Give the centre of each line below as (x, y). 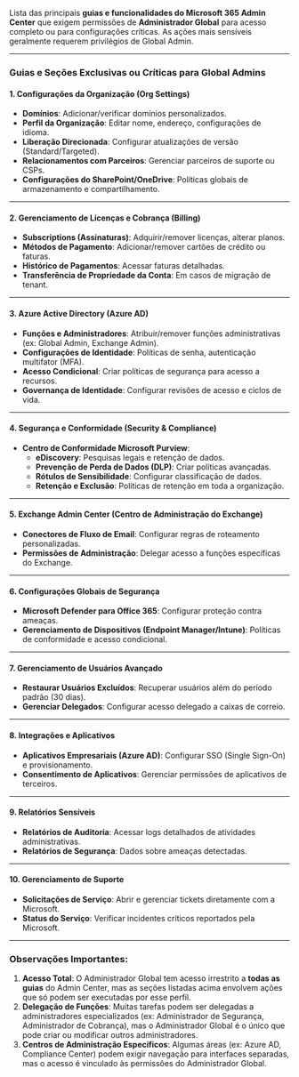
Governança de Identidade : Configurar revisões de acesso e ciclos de (152, 390)
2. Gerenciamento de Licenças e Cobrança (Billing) (105, 218)
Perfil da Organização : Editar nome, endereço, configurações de (141, 123)
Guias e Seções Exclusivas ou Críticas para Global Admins (137, 72)
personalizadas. (51, 543)
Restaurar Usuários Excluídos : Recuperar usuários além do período (147, 687)
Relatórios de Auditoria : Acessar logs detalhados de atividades (139, 832)
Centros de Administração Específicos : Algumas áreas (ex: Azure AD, (152, 1045)
